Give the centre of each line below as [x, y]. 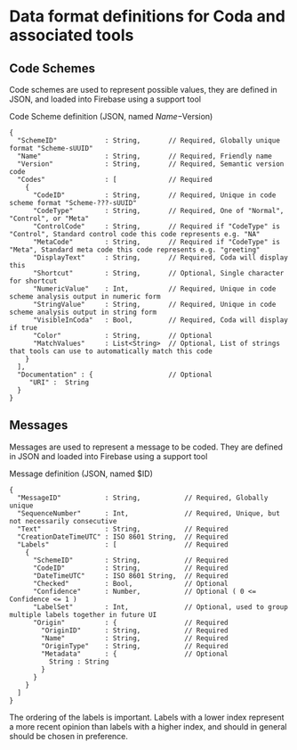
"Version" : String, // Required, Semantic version [151, 164]
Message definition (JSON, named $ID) [81, 474]
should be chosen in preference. [69, 736]
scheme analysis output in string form [83, 312]
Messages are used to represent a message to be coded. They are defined [146, 447]
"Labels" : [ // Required [123, 544]
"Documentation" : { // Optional [115, 375]
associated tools [72, 35]
